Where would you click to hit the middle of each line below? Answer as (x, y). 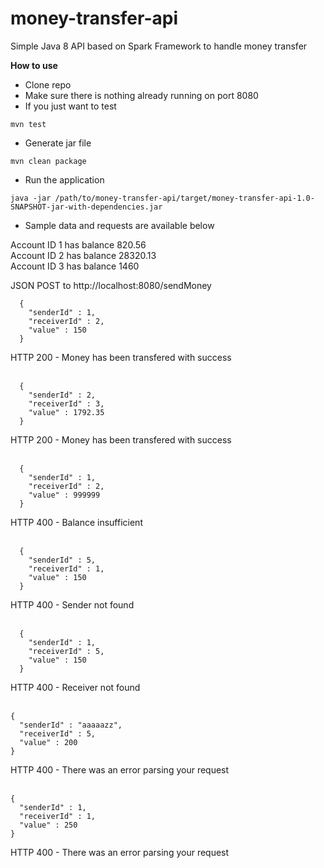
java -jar (31, 198)
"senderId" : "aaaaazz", (71, 725)
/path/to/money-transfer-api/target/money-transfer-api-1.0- (184, 198)
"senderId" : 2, (62, 395)
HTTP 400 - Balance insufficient (76, 522)
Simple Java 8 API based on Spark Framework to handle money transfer (159, 46)
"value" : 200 (48, 742)
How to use (34, 65)
